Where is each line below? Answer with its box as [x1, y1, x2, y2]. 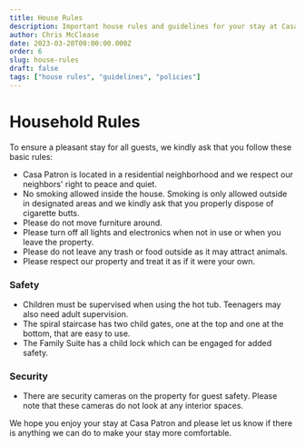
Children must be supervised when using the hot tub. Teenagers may [22, 299, 281, 310]
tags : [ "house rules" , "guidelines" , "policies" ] [9, 73, 202, 82]
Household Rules [9, 111, 141, 132]
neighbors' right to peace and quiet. [22, 178, 157, 189]
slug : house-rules [9, 55, 79, 65]
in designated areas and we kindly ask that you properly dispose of [22, 197, 274, 209]
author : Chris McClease [9, 30, 100, 39]
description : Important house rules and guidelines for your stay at [9, 22, 279, 31]
